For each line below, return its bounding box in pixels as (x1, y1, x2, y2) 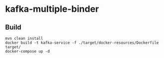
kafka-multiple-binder (5, 3, 99, 15)
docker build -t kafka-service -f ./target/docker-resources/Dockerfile (5, 40, 159, 45)
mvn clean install (5, 36, 43, 41)
